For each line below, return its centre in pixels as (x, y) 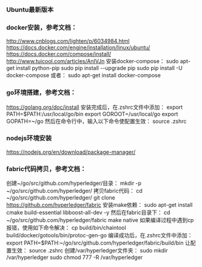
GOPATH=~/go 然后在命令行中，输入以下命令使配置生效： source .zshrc (96, 121)
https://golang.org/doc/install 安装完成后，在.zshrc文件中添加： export (95, 107)
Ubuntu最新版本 (30, 9)
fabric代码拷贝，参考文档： (46, 168)
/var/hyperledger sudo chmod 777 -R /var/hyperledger (75, 257)
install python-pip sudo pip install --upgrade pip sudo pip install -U (99, 68)
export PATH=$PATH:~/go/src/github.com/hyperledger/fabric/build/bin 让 (99, 243)
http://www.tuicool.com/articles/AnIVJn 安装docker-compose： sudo (93, 61)
